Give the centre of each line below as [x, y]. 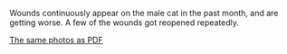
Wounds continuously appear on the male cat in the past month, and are [144, 13]
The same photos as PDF [56, 40]
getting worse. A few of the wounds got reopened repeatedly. [124, 22]
